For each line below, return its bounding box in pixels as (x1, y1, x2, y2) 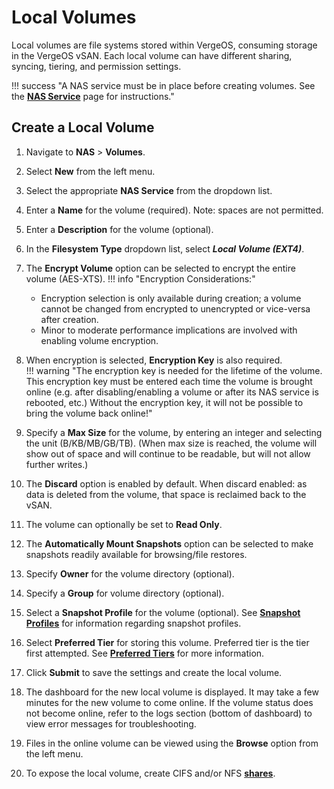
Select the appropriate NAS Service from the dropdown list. (25, 184, 273, 196)
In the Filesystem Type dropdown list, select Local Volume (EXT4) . (25, 242, 305, 255)
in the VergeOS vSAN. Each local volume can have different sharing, (11, 49, 293, 61)
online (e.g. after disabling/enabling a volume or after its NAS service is (25, 386, 319, 398)
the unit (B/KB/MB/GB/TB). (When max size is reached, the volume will (25, 437, 318, 449)
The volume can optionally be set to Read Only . (25, 518, 223, 530)
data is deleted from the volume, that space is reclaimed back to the (25, 488, 307, 500)
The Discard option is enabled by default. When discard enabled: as (25, 477, 308, 490)
